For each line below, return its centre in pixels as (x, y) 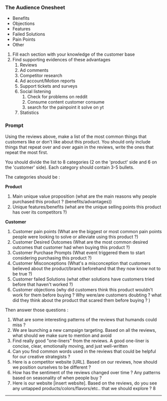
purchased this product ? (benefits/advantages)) (62, 201)
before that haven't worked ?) (43, 284)
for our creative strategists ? (41, 356)
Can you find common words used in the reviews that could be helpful (84, 351)
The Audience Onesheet (35, 7)
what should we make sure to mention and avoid (62, 335)
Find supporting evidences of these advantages (61, 60)
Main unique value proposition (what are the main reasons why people (84, 196)
